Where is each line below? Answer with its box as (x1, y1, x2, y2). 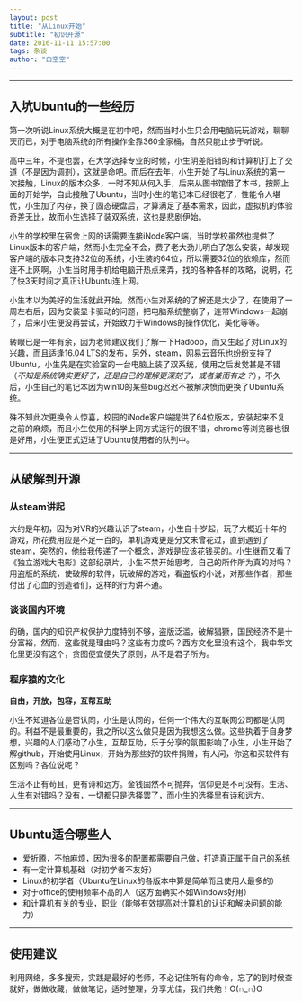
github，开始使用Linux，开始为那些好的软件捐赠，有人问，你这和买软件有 (16, 748, 289, 759)
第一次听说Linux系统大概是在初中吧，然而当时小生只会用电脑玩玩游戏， (9, 124, 274, 135)
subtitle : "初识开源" (9, 30, 85, 39)
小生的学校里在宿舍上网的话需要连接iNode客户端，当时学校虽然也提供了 (9, 230, 276, 241)
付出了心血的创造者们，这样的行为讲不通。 (9, 579, 167, 590)
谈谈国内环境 (9, 604, 66, 617)
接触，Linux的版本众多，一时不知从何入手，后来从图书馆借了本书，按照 (16, 177, 281, 188)
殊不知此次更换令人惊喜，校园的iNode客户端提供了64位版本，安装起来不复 (9, 411, 286, 422)
